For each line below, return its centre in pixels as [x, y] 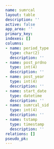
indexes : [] [18, 39]
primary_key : [19, 34]
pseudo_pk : [17, 139]
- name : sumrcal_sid [27, 105]
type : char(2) [25, 53]
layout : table [20, 15]
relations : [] [20, 134]
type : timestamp [27, 124]
